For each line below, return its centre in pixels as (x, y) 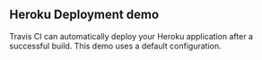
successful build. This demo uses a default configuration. (115, 46)
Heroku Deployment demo (84, 15)
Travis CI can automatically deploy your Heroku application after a (131, 36)
